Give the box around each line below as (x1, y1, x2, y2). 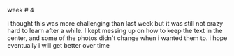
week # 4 (7, 6, 34, 14)
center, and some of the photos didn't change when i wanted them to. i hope (7, 34, 228, 42)
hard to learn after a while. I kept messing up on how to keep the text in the (7, 27, 223, 35)
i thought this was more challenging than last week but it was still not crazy (7, 19, 224, 27)
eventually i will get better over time (7, 41, 110, 49)
